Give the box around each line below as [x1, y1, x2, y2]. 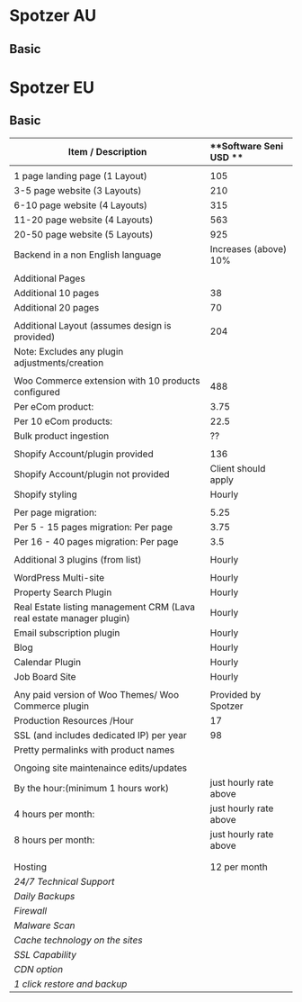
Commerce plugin [13, 700, 90, 712]
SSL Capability [13, 948, 76, 961]
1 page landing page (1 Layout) [13, 169, 147, 182]
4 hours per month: [13, 808, 95, 820]
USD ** [209, 150, 244, 163]
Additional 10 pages [13, 286, 100, 299]
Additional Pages [13, 272, 85, 284]
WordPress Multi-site [13, 571, 105, 583]
